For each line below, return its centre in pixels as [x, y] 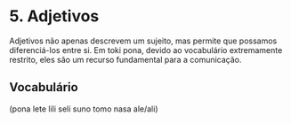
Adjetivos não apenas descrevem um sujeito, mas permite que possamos [143, 41]
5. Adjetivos [54, 16]
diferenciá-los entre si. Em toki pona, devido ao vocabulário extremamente [146, 50]
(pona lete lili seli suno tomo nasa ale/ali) [84, 109]
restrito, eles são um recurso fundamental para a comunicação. [125, 59]
